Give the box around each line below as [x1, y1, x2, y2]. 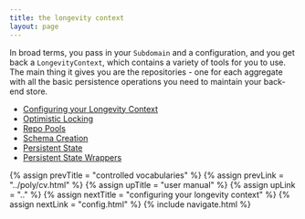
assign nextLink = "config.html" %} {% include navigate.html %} [9, 198, 251, 210]
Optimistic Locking [22, 113, 94, 124]
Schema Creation [22, 132, 89, 143]
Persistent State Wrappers [22, 151, 122, 162]
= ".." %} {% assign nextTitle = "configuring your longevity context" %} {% [9, 189, 290, 200]
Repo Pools [22, 122, 67, 133]
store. [26, 86, 48, 97]
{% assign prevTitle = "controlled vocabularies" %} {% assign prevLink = [9, 170, 285, 181]
